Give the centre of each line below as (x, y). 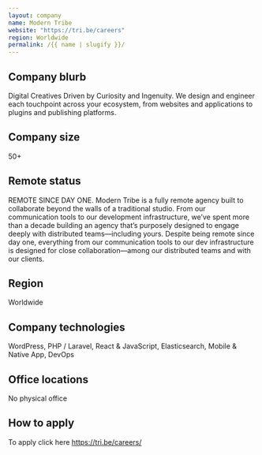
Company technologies (67, 327)
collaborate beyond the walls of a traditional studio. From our (107, 208)
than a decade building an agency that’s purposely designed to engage (124, 225)
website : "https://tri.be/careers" (67, 30)
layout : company (35, 15)
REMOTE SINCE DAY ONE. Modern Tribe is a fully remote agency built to (126, 200)
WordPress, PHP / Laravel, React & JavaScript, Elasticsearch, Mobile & (123, 346)
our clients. (26, 259)
